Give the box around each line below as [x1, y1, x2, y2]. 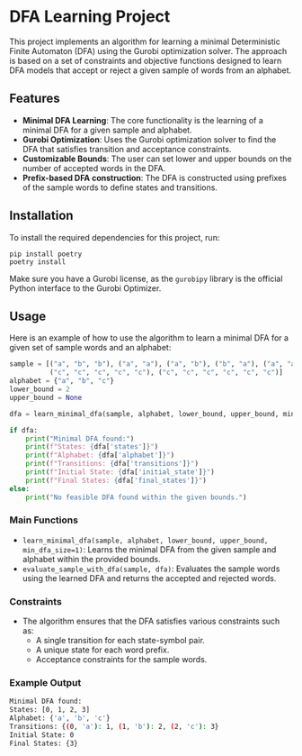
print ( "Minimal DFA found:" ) [25, 434, 135, 443]
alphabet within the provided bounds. [22, 553, 162, 564]
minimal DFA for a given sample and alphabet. [22, 124, 192, 135]
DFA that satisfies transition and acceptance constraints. [22, 143, 232, 154]
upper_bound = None [9, 393, 83, 402]
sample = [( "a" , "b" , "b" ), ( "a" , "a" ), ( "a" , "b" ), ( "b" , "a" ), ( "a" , [9, 360, 283, 369]
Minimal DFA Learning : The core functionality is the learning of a [22, 114, 263, 125]
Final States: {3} [9, 739, 78, 748]
